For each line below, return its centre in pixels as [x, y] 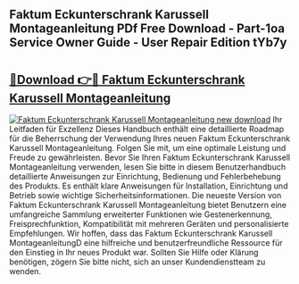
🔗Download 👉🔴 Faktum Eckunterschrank [127, 79]
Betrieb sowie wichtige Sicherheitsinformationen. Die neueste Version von [145, 195]
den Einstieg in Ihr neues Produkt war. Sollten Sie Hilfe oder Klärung [134, 252]
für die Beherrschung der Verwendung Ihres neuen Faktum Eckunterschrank [150, 138]
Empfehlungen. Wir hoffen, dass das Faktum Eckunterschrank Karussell [141, 233]
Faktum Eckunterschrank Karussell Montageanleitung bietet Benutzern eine [148, 205]
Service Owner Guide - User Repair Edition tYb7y [148, 42]
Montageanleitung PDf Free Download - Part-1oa [147, 29]
